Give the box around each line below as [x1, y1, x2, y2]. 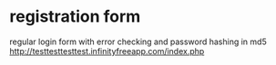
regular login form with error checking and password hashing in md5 [9, 36, 267, 47]
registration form [9, 6, 141, 27]
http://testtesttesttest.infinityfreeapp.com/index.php [9, 45, 205, 56]
